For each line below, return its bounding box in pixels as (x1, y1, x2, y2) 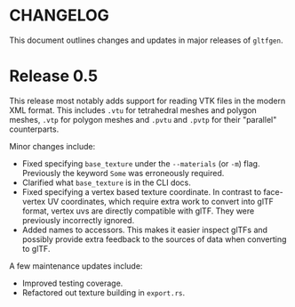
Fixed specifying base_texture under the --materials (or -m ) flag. (21, 158, 260, 169)
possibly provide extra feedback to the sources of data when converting (21, 233, 287, 245)
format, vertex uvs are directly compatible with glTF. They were (21, 206, 255, 216)
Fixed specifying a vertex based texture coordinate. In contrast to (21, 186, 262, 197)
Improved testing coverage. (21, 278, 124, 288)
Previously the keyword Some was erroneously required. (21, 167, 225, 178)
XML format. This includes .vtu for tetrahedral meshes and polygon (9, 104, 258, 116)
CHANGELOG (9, 5, 109, 26)
